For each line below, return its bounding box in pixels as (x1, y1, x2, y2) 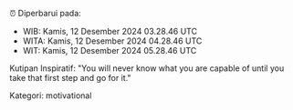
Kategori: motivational (9, 90, 92, 101)
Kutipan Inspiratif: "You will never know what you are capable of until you (9, 63, 285, 74)
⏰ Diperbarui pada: (9, 8, 82, 18)
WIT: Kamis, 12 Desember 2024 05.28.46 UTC (22, 45, 197, 55)
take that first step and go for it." (9, 73, 131, 83)
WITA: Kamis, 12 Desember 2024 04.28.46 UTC (22, 35, 203, 46)
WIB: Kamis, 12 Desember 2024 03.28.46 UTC (22, 26, 198, 36)
